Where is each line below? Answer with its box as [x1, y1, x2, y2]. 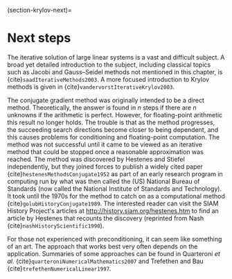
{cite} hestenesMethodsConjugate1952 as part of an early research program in [7, 169, 223, 178]
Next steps [7, 31, 71, 46]
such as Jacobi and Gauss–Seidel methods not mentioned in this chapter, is [7, 67, 223, 76]
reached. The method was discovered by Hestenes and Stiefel [7, 155, 185, 163]
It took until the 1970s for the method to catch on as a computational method [7, 192, 225, 200]
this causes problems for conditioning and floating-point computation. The [7, 133, 220, 141]
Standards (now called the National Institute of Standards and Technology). [7, 184, 222, 193]
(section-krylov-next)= [7, 6, 73, 14]
